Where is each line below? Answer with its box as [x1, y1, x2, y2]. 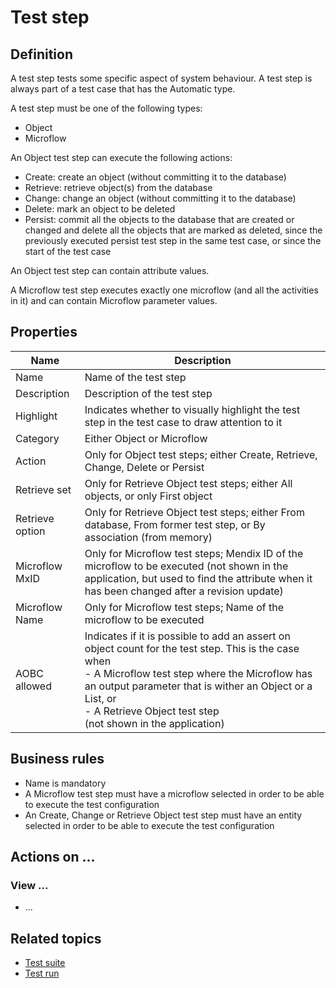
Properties [10, 324, 78, 341]
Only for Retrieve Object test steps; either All [84, 476, 293, 490]
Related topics [10, 930, 102, 947]
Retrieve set [15, 482, 72, 496]
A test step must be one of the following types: [10, 102, 203, 114]
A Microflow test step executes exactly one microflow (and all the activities [10, 284, 319, 296]
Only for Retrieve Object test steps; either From [84, 505, 305, 519]
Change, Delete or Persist [84, 460, 205, 474]
